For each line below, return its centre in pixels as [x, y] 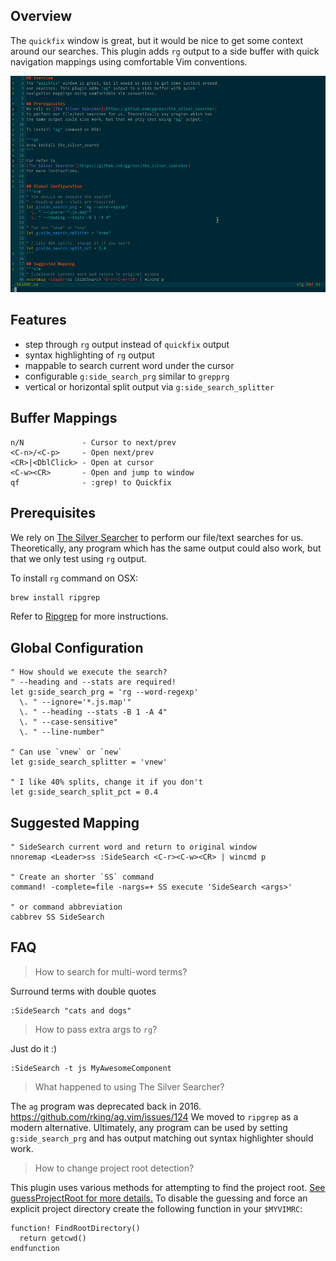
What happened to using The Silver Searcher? [129, 1086]
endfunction [35, 1248]
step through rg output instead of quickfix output [127, 344]
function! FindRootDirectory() [75, 1228]
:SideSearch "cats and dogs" [71, 1010]
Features [38, 320]
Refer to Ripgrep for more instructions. [89, 616]
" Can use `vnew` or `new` [66, 752]
